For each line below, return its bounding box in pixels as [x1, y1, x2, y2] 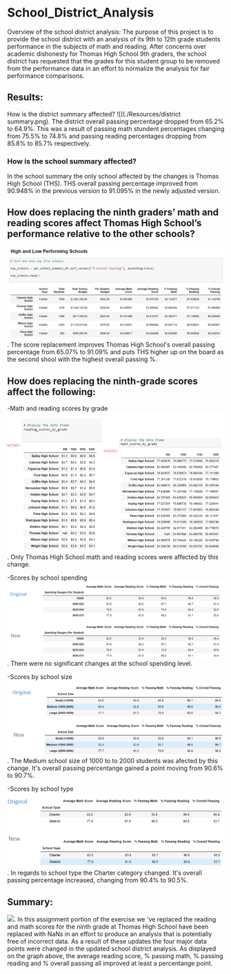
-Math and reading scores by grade [7, 405, 108, 413]
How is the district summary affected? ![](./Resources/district [7, 110, 181, 118]
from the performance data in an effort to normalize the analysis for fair [7, 64, 210, 72]
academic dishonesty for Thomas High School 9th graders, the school [7, 50, 207, 58]
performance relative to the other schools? [7, 228, 195, 240]
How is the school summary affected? [7, 156, 137, 166]
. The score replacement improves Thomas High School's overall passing [7, 341, 215, 349]
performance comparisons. [7, 71, 85, 80]
